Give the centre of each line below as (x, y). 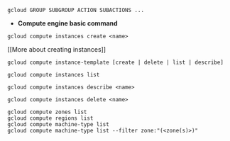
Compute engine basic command (68, 23)
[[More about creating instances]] (57, 49)
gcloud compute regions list (50, 118)
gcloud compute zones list (47, 112)
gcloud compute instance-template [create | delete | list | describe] (115, 62)
